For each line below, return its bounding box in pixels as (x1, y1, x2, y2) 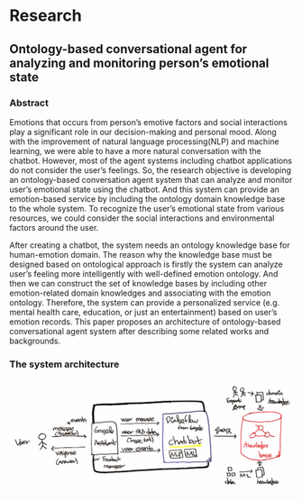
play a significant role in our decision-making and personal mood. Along (9, 126, 277, 137)
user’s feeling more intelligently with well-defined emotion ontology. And (9, 268, 279, 279)
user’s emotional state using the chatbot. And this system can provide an (9, 184, 279, 195)
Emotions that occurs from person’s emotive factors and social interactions (9, 116, 288, 127)
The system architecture (9, 358, 120, 370)
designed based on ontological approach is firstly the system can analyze (9, 259, 283, 269)
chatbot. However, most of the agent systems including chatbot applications (9, 155, 293, 166)
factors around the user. (9, 222, 99, 232)
